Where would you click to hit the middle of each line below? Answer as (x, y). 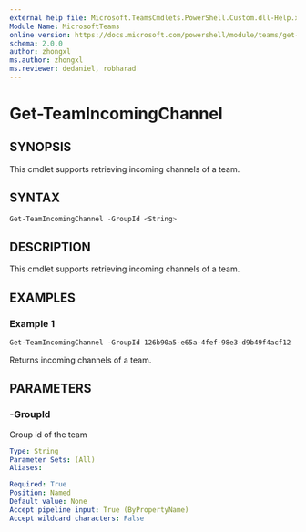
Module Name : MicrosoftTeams (65, 26)
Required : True (38, 485)
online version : (40, 35)
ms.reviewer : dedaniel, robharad (73, 69)
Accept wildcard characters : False (77, 518)
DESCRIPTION (50, 247)
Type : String (34, 451)
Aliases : (26, 468)
